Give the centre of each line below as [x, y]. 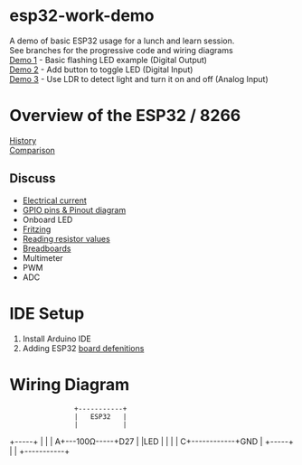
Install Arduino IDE [57, 339]
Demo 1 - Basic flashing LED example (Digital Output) [109, 60]
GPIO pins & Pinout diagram [74, 209]
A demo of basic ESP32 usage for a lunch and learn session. [122, 41]
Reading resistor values [66, 238]
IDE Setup [47, 313]
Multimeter [42, 257]
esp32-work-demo [82, 16]
